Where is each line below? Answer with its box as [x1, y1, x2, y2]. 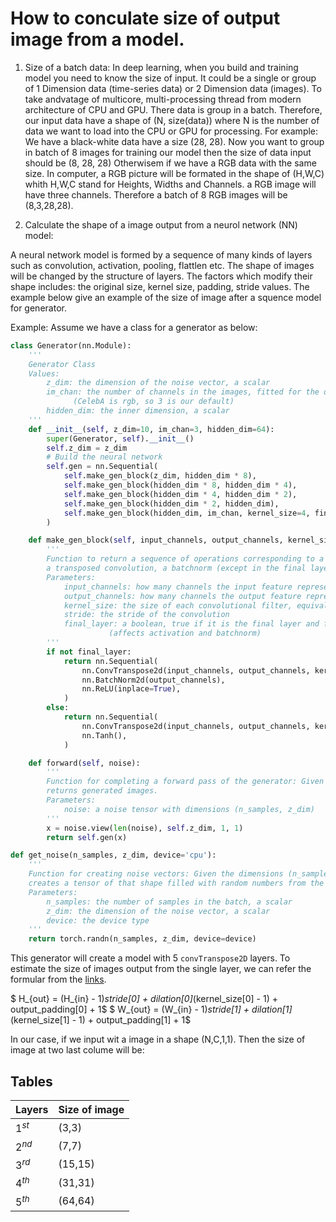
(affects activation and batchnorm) [108, 628, 262, 639]
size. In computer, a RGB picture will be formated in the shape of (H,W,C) [24, 167, 325, 179]
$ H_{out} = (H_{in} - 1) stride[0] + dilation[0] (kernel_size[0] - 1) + [10, 993, 278, 1005]
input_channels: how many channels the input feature [63, 582, 293, 592]
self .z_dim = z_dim [46, 443, 128, 453]
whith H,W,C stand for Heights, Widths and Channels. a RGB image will [24, 178, 317, 190]
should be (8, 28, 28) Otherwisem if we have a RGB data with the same [24, 157, 317, 169]
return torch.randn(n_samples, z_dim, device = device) [28, 934, 257, 944]
